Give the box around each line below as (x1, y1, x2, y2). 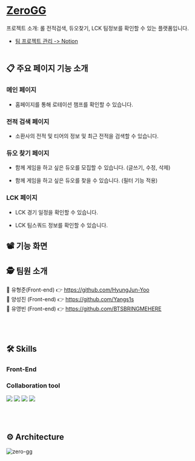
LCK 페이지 (6, 194, 38, 202)
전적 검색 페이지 (6, 117, 50, 126)
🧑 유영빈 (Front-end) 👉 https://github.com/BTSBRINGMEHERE (6, 305, 162, 312)
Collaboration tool (6, 381, 61, 389)
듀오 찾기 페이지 (6, 149, 50, 157)
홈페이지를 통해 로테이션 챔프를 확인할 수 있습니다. (15, 101, 133, 108)
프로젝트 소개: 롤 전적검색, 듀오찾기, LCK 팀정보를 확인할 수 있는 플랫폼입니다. (6, 24, 189, 32)
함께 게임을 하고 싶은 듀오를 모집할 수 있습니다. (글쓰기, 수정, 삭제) (15, 164, 171, 171)
